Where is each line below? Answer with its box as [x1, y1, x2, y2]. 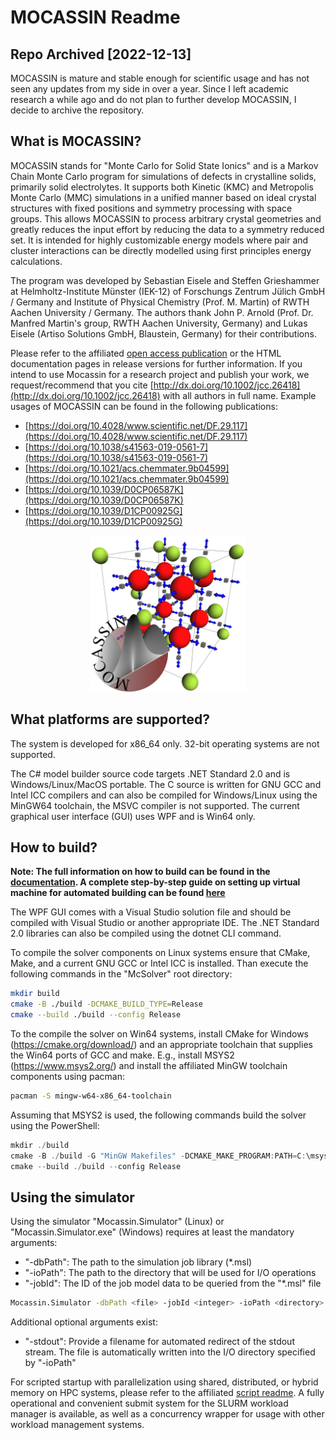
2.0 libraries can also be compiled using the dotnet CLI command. [10, 927, 282, 940]
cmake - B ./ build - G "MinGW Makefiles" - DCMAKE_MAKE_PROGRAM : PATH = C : [10, 1151, 307, 1161]
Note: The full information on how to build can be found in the [10, 866, 271, 878]
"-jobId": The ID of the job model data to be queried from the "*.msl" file [24, 1277, 322, 1290]
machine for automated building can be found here [10, 887, 226, 899]
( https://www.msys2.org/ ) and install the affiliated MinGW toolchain [10, 1060, 288, 1072]
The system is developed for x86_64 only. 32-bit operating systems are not [10, 737, 320, 750]
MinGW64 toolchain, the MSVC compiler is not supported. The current [10, 799, 300, 811]
